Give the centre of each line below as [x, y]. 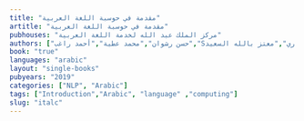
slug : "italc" [36, 102]
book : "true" [34, 52]
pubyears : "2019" [42, 77]
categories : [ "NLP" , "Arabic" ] [69, 86]
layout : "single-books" [55, 69]
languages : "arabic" [49, 60]
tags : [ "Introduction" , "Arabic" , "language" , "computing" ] [124, 94]
